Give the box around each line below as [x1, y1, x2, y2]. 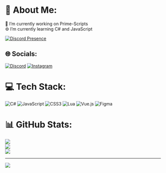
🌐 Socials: [5, 50, 38, 58]
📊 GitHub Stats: [5, 119, 73, 130]
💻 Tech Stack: [5, 81, 66, 92]
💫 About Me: [5, 4, 57, 16]
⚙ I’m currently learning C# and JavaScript [5, 26, 93, 32]
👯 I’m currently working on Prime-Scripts [5, 21, 88, 27]
